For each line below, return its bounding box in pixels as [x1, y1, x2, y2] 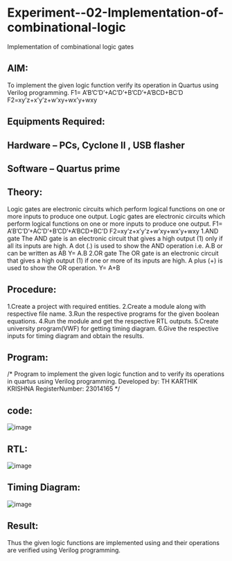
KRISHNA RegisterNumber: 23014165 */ [7, 384, 121, 393]
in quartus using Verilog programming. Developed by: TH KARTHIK [7, 377, 198, 386]
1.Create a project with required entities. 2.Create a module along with [7, 302, 206, 310]
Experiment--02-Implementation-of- [7, 5, 224, 21]
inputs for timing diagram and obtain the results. [7, 331, 144, 340]
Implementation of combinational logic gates [7, 42, 134, 51]
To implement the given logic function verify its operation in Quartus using [7, 81, 219, 89]
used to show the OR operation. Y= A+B [7, 263, 121, 271]
